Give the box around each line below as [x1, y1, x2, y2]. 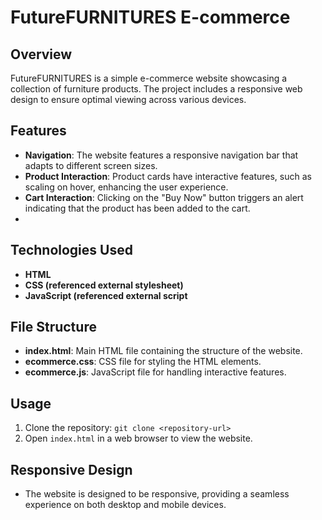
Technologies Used [10, 242, 133, 259]
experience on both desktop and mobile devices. [24, 499, 227, 511]
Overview [10, 46, 73, 63]
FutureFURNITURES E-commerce [10, 6, 291, 29]
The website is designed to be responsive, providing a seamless [24, 488, 290, 500]
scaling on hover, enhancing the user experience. [24, 181, 229, 193]
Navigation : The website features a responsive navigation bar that [24, 149, 299, 161]
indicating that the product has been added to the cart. [24, 202, 251, 214]
